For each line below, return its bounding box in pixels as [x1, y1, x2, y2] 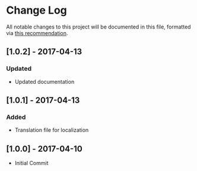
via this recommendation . [6, 29, 68, 36]
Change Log [6, 4, 67, 17]
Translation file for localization [14, 126, 89, 134]
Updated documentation [14, 78, 75, 85]
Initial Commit [14, 160, 49, 167]
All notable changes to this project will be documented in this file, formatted [6, 23, 191, 30]
